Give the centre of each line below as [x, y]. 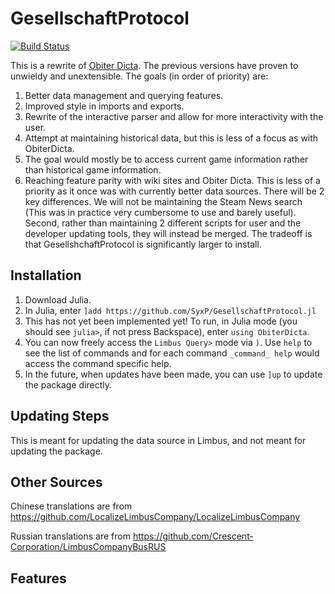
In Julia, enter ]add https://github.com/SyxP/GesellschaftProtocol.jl [170, 310]
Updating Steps [60, 416]
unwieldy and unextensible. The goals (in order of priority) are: [139, 76]
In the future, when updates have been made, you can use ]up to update [173, 374]
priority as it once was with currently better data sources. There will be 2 [174, 191]
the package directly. [68, 384]
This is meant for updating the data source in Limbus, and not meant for [158, 440]
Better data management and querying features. [124, 95]
